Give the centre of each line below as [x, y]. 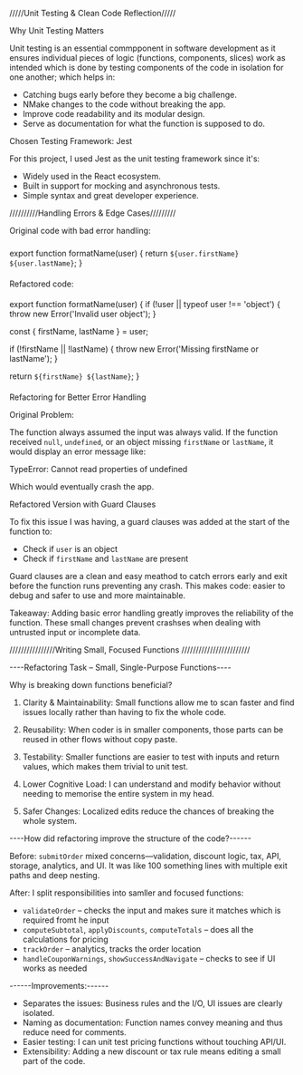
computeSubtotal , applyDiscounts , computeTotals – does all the [138, 929]
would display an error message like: [78, 451]
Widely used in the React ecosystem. [91, 176]
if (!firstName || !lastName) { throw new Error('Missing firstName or [134, 349]
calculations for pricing [65, 939]
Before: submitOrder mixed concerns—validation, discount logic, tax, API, [146, 856]
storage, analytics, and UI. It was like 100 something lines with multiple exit [148, 866]
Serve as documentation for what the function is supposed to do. [143, 123]
